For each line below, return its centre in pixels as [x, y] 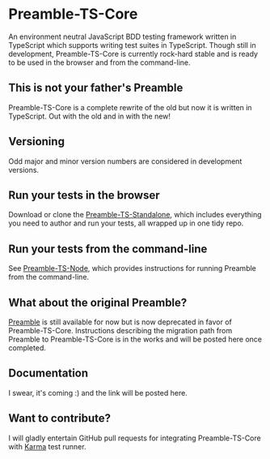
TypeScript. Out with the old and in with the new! [90, 116]
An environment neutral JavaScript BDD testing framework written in [122, 36]
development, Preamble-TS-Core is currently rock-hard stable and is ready [133, 54]
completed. [27, 348]
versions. [23, 169]
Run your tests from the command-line [108, 249]
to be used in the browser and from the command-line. [100, 62]
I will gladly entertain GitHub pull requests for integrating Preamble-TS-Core [135, 438]
